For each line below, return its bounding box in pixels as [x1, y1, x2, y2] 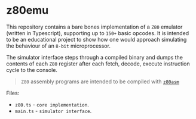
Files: [6, 89, 20, 96]
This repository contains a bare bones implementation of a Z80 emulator [6, 23, 183, 30]
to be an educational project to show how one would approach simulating [6, 36, 187, 43]
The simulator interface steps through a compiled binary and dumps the [6, 54, 183, 61]
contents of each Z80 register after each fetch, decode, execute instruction [6, 60, 190, 67]
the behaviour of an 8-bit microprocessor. [6, 42, 111, 49]
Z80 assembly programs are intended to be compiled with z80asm [20, 78, 179, 85]
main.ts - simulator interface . [14, 107, 92, 114]
